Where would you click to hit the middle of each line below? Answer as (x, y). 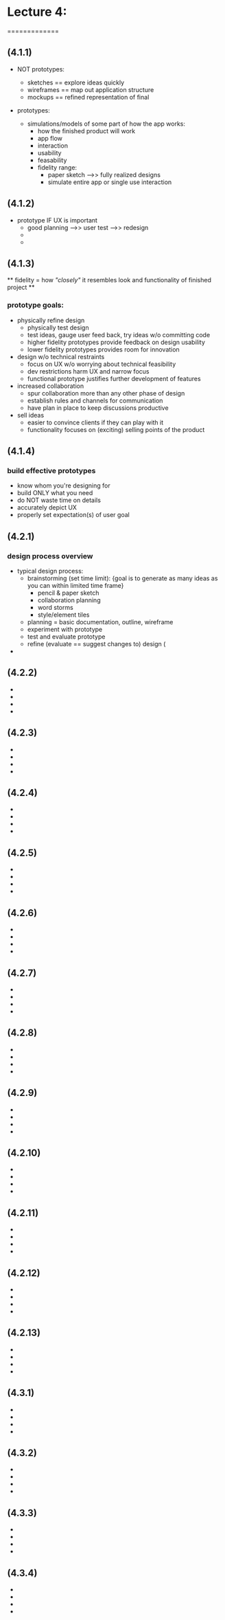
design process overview (50, 556)
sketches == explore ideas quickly (76, 82)
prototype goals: (35, 305)
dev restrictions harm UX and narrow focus (88, 371)
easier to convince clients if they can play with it (95, 422)
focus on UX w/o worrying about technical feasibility (102, 364)
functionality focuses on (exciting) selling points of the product (116, 429)
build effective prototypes (51, 470)
